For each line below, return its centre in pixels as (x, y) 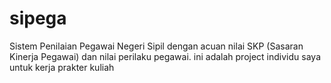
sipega (38, 18)
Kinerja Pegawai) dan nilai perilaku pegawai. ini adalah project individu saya (165, 56)
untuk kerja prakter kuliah (62, 67)
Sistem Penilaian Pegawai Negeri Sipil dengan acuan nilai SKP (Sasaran (156, 46)
